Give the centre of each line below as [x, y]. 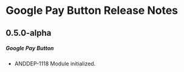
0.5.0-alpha [29, 33]
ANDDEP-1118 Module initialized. [55, 64]
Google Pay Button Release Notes [92, 11]
